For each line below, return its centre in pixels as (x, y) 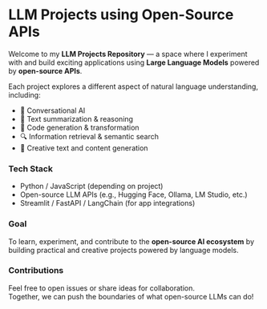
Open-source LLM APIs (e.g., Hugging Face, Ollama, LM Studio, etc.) (133, 195)
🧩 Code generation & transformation (79, 127)
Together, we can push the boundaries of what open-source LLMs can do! (131, 296)
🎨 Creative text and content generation (84, 148)
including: (25, 94)
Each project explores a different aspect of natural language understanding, (133, 86)
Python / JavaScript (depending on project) (91, 187)
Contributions (36, 271)
